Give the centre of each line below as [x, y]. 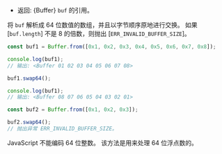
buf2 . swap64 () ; [29, 122]
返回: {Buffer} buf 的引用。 [55, 10]
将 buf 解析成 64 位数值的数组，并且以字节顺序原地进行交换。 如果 [102, 25]
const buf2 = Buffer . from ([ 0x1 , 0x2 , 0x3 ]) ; [73, 110]
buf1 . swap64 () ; [29, 78]
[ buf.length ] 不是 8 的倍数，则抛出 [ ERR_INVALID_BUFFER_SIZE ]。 [99, 34]
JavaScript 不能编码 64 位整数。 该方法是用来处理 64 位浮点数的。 [103, 143]
